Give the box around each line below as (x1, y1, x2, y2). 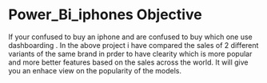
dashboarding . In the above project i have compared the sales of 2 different (8, 40, 259, 49)
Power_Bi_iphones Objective (8, 6, 202, 24)
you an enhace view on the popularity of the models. (8, 65, 182, 75)
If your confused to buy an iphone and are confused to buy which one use (8, 32, 253, 41)
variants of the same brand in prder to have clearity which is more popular (8, 49, 253, 58)
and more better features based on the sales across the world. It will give (8, 57, 249, 67)
